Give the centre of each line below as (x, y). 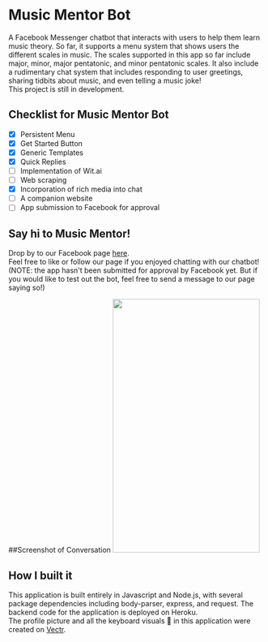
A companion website (56, 198)
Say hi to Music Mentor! (70, 233)
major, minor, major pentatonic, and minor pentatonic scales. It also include (134, 63)
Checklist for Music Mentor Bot (89, 115)
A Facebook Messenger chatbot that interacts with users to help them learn (134, 37)
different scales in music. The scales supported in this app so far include (130, 54)
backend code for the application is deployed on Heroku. (103, 612)
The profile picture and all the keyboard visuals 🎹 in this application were (130, 620)
